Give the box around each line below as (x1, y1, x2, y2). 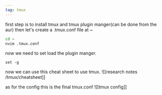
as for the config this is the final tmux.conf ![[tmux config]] (5, 84, 127, 90)
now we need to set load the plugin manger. (5, 50, 97, 56)
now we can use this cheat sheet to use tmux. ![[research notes (5, 69, 138, 75)
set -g (5, 60, 19, 65)
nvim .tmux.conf (5, 41, 39, 46)
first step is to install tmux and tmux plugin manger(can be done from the (5, 21, 157, 27)
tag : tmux (5, 7, 26, 13)
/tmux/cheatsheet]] (5, 74, 45, 80)
